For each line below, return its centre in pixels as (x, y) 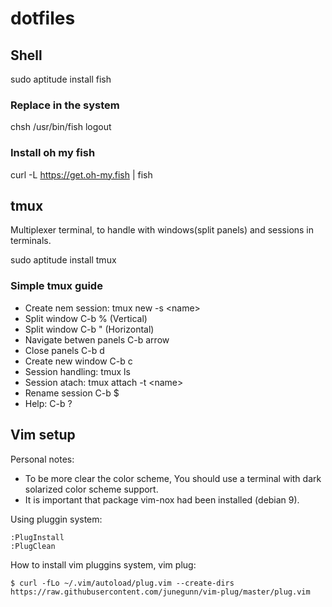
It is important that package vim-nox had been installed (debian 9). (162, 499)
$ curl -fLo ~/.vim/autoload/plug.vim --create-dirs (122, 583)
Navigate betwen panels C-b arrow (97, 339)
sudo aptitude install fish (61, 79)
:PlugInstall (37, 537)
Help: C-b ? (48, 403)
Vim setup (43, 435)
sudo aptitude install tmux (63, 260)
